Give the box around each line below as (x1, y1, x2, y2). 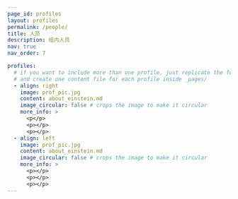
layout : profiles (7, 17, 59, 24)
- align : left (13, 135, 55, 142)
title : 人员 (7, 30, 40, 37)
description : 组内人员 (7, 37, 70, 44)
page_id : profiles (7, 10, 62, 18)
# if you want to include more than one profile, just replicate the (13, 68, 223, 76)
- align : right (13, 82, 59, 89)
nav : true (7, 43, 37, 50)
